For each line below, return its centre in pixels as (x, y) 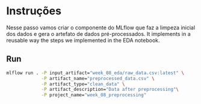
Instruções (34, 11)
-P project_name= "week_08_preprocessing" (94, 95)
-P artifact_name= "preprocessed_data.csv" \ (98, 78)
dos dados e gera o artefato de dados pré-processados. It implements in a (98, 33)
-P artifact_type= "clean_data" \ (83, 84)
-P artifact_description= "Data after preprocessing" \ (110, 90)
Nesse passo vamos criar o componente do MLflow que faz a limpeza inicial (101, 27)
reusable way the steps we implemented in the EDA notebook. (83, 40)
